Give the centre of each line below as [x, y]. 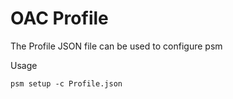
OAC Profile [59, 18]
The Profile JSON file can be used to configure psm [116, 46]
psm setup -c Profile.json [66, 83]
